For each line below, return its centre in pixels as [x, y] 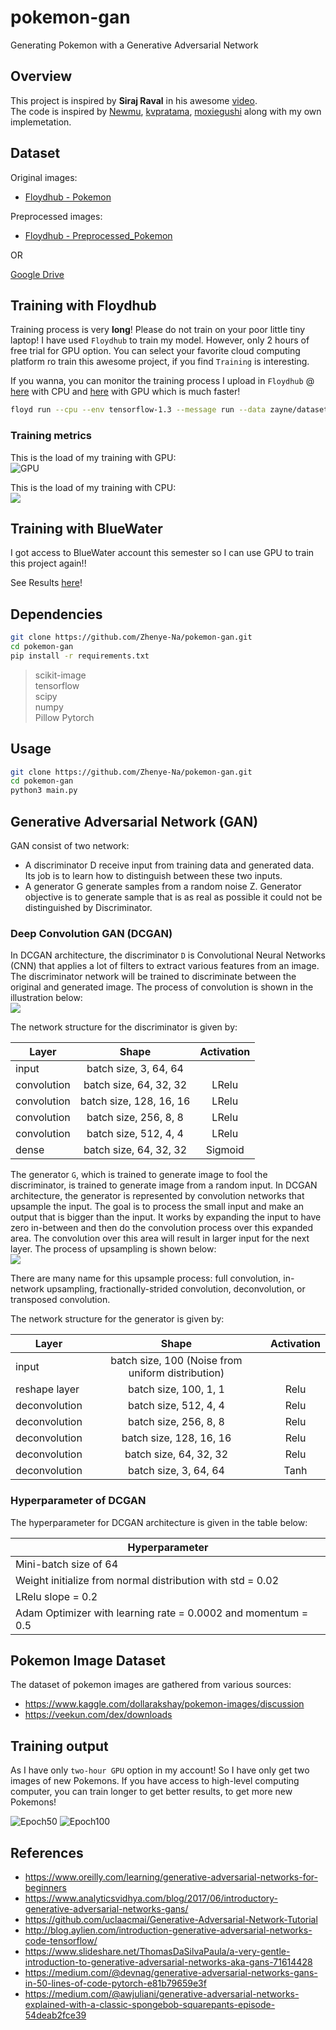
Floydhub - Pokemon [68, 197]
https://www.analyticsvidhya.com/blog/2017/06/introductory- [151, 1898]
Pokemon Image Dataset [88, 1661]
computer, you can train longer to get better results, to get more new [151, 1792]
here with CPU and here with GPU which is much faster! [125, 392]
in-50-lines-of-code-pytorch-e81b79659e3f [115, 1983]
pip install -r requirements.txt [80, 656]
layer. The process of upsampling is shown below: [113, 1249]
